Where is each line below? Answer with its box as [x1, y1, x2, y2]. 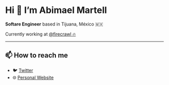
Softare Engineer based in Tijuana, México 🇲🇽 [5, 21, 103, 27]
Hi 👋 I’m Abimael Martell [5, 4, 107, 16]
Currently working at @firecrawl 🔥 [5, 31, 76, 37]
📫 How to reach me [5, 51, 68, 59]
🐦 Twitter [12, 67, 34, 73]
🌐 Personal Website [12, 74, 54, 80]
